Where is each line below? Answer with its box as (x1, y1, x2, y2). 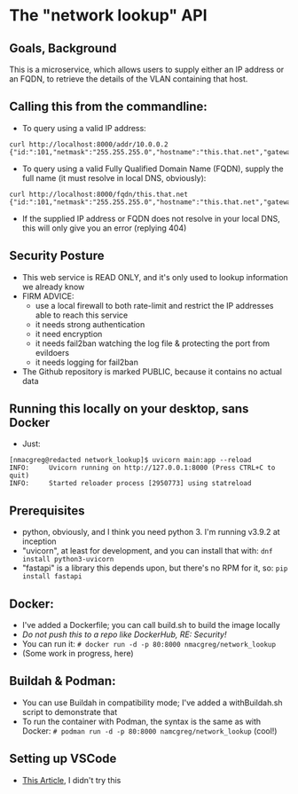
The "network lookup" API (9, 5, 208, 26)
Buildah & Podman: (9, 673, 116, 688)
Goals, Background (9, 41, 117, 56)
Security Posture (9, 248, 105, 263)
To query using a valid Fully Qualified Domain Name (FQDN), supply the (21, 163, 284, 174)
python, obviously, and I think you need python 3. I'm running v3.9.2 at (21, 527, 281, 538)
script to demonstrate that (21, 706, 118, 717)
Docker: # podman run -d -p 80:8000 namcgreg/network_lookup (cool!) (21, 725, 278, 736)
